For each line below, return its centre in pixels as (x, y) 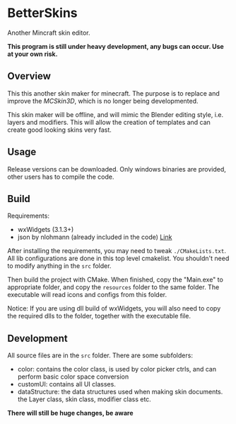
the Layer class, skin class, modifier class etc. (84, 399)
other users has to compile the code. (61, 177)
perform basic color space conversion (73, 376)
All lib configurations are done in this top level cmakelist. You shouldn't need (118, 258)
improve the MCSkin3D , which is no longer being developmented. (103, 101)
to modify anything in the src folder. (59, 266)
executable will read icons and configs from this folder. (87, 295)
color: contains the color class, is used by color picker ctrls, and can (117, 369)
